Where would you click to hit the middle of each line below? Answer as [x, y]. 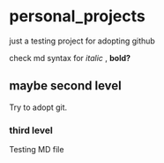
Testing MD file [37, 150]
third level [31, 130]
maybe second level [65, 86]
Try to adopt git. [38, 107]
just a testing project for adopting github [82, 41]
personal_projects [77, 16]
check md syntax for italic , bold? [70, 58]
